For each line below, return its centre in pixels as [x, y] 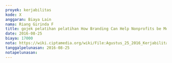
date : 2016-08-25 [24, 34]
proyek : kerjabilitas [28, 10]
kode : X [14, 15]
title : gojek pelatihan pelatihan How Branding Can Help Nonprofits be [83, 29]
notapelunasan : [21, 52]
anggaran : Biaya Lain [28, 19]
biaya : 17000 [19, 39]
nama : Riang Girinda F [29, 24]
